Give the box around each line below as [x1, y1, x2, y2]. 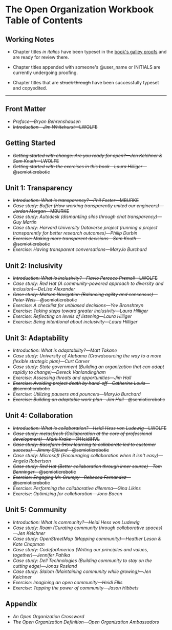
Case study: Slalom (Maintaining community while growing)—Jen [12, 568, 152, 574]
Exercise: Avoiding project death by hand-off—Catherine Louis [12, 380, 146, 386]
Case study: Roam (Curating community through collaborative [12, 525, 144, 531]
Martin [23, 219, 37, 225]
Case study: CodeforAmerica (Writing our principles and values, [12, 546, 148, 552]
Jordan [12, 208, 28, 214]
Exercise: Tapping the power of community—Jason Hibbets [12, 585, 139, 591]
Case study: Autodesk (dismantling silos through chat [12, 213, 126, 220]
